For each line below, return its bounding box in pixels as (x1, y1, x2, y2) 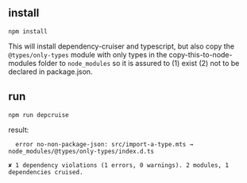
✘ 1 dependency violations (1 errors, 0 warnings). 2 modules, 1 (8, 161, 229, 169)
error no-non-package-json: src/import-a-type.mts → (15, 140, 194, 148)
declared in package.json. (8, 67, 93, 76)
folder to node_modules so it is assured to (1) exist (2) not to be (38, 58, 240, 68)
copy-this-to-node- (168, 49, 233, 59)
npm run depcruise (8, 111, 69, 119)
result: (8, 125, 29, 134)
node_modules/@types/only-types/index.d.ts (8, 147, 155, 155)
